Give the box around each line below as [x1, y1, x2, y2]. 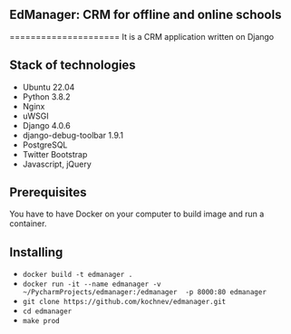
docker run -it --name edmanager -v [22, 280, 161, 289]
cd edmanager [22, 307, 73, 316]
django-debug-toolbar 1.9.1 [22, 129, 124, 140]
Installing [9, 244, 63, 260]
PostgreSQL [22, 139, 68, 150]
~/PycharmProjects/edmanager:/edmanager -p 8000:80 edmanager [22, 288, 267, 297]
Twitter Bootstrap [22, 148, 88, 159]
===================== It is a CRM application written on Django [9, 31, 275, 42]
